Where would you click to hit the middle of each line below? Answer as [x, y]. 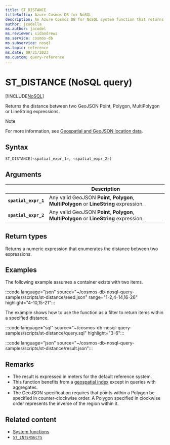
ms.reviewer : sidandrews [31, 33]
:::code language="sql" [29, 328]
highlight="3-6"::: [106, 333]
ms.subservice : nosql [28, 43]
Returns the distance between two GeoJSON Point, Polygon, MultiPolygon [82, 106]
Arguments [24, 175]
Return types [26, 236]
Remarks [20, 364]
